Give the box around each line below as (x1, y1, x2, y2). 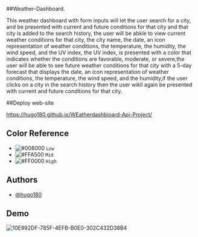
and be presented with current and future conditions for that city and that (6, 24, 188, 30)
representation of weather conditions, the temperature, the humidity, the (6, 42, 186, 50)
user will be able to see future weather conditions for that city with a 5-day (6, 62, 192, 69)
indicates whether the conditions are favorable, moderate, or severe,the (6, 56, 185, 62)
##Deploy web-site (6, 99, 54, 106)
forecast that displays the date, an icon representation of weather (6, 68, 169, 75)
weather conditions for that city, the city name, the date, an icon (6, 36, 165, 43)
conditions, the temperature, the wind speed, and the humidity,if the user (6, 75, 188, 82)
